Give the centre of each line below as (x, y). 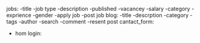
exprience (19, 15)
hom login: (28, 33)
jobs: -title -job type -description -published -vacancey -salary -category (98, 9)
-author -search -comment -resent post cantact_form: (86, 21)
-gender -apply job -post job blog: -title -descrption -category (111, 15)
